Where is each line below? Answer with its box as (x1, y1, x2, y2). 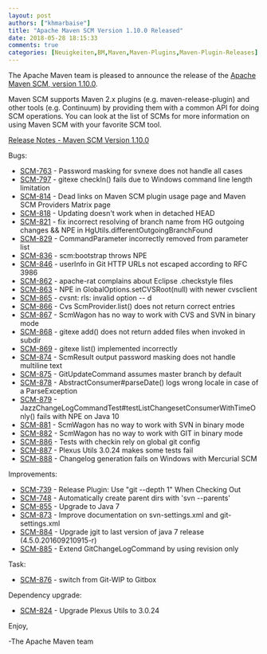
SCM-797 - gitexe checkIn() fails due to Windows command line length (19, 174, 253, 184)
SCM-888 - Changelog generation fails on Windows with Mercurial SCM (19, 454, 257, 463)
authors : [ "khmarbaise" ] (8, 19, 91, 27)
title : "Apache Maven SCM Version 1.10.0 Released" (8, 26, 183, 34)
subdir (19, 335, 41, 345)
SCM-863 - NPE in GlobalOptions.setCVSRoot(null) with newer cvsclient (19, 284, 257, 294)
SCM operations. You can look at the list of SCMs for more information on (8, 112, 249, 120)
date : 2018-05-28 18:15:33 (8, 33, 98, 42)
